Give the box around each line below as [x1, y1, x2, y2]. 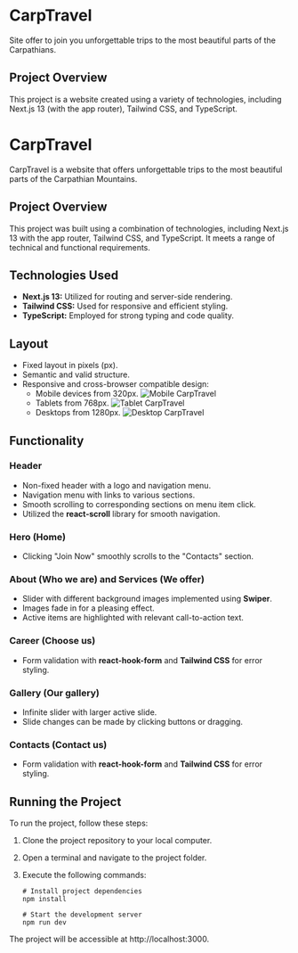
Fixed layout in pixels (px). [21, 360, 118, 371]
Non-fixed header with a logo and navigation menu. [21, 480, 212, 490]
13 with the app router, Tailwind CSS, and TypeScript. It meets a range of [9, 233, 276, 243]
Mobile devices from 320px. [35, 389, 140, 399]
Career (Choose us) [9, 635, 96, 647]
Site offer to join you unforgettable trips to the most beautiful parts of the [9, 35, 276, 45]
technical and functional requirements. [9, 242, 151, 252]
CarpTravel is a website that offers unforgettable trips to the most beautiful [9, 164, 283, 175]
